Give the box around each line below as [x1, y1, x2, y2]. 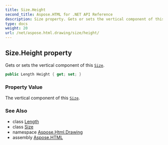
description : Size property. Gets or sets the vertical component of [5, 16, 153, 21]
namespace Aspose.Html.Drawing [12, 129, 83, 135]
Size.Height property [5, 49, 72, 57]
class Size [12, 124, 33, 130]
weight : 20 [5, 26, 28, 31]
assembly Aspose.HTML [12, 135, 63, 141]
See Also [5, 107, 27, 114]
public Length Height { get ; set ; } [5, 72, 81, 77]
